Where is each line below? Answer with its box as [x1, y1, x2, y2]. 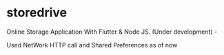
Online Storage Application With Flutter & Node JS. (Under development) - [6, 27, 218, 36]
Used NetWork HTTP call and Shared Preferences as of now [6, 41, 178, 49]
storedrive [6, 5, 67, 21]
